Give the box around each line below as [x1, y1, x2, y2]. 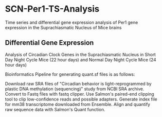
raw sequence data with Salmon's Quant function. [5, 106, 106, 112]
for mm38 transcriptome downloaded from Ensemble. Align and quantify [5, 101, 150, 107]
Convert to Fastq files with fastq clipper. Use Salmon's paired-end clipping [5, 91, 154, 97]
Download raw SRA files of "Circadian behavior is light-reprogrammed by [5, 81, 152, 86]
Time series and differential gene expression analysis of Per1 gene [5, 19, 138, 25]
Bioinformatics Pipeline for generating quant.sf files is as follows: [5, 71, 135, 77]
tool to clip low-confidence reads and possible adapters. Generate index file [5, 96, 157, 102]
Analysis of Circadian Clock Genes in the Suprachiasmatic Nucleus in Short [5, 51, 156, 57]
